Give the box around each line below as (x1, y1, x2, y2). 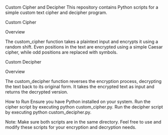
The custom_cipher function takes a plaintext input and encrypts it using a (5, 38, 158, 44)
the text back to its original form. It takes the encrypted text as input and (5, 83, 154, 89)
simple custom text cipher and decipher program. (5, 9, 108, 15)
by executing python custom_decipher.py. (5, 109, 92, 115)
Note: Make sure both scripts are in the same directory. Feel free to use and (5, 119, 161, 124)
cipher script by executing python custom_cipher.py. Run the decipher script (5, 104, 163, 109)
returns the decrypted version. (5, 89, 69, 94)
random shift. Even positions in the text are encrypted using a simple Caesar (5, 44, 163, 49)
